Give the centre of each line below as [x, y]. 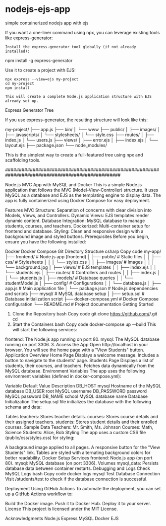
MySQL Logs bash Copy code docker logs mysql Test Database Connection [83, 473]
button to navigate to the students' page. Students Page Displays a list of [80, 360]
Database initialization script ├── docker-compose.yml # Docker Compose [82, 299]
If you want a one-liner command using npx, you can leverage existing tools [83, 32]
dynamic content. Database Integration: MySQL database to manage [75, 221]
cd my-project [20, 83]
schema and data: [24, 407]
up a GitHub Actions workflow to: [39, 494]
